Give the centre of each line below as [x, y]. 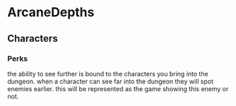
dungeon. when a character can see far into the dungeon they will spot [111, 81]
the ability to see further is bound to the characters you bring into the [108, 73]
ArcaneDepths [51, 12]
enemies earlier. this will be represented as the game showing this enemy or [118, 88]
